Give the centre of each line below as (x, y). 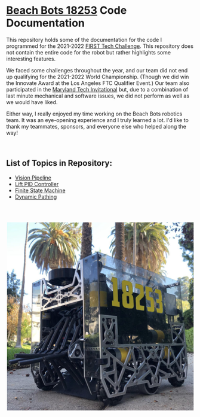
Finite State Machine (40, 190)
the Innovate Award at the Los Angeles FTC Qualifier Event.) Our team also (98, 83)
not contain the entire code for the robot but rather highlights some (89, 52)
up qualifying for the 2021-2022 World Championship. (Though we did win (98, 77)
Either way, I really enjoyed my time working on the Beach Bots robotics (94, 114)
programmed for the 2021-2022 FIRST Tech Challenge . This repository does (100, 46)
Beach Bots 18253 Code (67, 10)
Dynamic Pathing (36, 197)
